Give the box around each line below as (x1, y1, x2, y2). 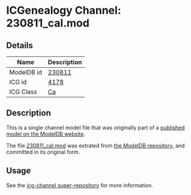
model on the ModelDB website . (6, 130, 86, 137)
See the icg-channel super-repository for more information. (6, 181, 153, 189)
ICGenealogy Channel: (6, 4, 121, 17)
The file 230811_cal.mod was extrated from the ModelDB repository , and (6, 142, 185, 149)
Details (6, 40, 33, 50)
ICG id (9, 78, 27, 86)
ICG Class (9, 88, 37, 96)
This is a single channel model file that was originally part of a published (6, 124, 185, 131)
